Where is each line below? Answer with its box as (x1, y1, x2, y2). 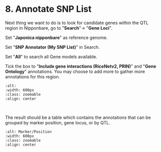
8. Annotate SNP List (5, 3, 92, 15)
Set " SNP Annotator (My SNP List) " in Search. (5, 44, 100, 50)
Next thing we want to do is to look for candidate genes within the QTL (5, 20, 149, 26)
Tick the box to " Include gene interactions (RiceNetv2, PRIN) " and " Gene (5, 63, 157, 69)
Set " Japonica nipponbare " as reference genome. (5, 35, 108, 40)
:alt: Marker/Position (5, 129, 52, 134)
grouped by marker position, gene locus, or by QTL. (5, 119, 110, 125)
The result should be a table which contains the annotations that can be (5, 114, 151, 120)
